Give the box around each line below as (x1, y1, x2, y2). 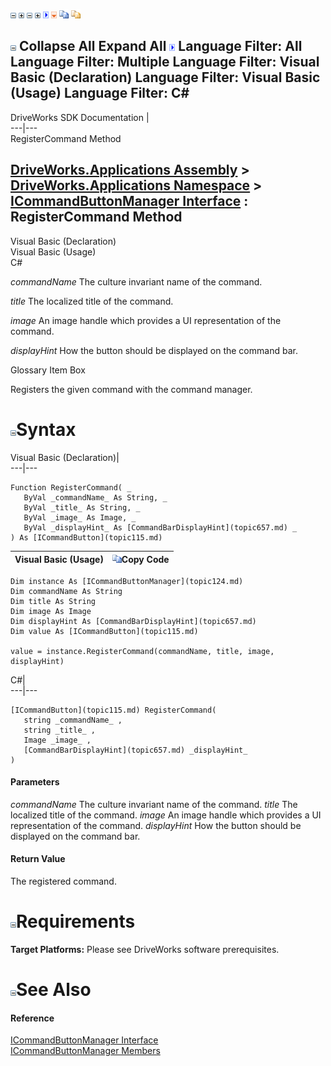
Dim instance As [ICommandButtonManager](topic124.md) (10, 576, 244, 586)
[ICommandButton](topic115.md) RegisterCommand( (10, 705, 217, 715)
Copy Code (121, 554, 170, 566)
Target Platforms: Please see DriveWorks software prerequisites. (10, 943, 280, 955)
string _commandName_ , (23, 715, 123, 725)
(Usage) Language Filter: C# (10, 85, 190, 102)
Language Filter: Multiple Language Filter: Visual (10, 54, 320, 71)
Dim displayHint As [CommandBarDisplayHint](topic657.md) (10, 616, 257, 626)
